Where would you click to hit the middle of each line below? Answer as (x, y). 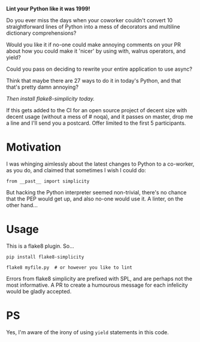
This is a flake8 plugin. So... (40, 246)
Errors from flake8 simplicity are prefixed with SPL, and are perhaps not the (99, 278)
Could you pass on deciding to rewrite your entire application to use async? (99, 69)
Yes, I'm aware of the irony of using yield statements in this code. (88, 332)
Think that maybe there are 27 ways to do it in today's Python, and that (94, 81)
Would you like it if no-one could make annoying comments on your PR (94, 45)
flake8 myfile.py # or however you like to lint (69, 267)
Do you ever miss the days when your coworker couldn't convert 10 (90, 20)
